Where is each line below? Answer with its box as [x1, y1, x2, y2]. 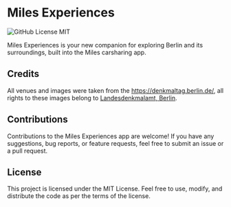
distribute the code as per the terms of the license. [7, 192, 151, 200]
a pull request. [7, 146, 48, 155]
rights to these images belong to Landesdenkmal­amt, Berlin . [7, 94, 177, 102]
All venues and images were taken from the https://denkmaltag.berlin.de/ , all [7, 86, 224, 94]
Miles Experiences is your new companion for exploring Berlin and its [7, 41, 203, 49]
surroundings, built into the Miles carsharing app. [7, 48, 146, 56]
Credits [7, 68, 40, 80]
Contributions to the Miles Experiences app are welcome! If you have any [7, 132, 214, 140]
